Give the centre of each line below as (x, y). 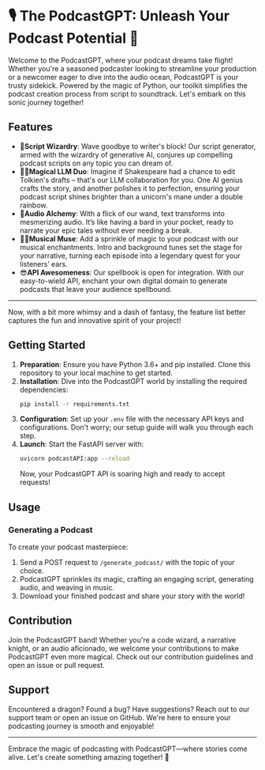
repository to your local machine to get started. (96, 373)
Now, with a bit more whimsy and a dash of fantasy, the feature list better (127, 312)
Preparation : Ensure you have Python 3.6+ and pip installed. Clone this (135, 364)
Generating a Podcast (50, 529)
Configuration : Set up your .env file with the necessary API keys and (132, 419)
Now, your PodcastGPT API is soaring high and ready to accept (122, 474)
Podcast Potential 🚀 (74, 38)
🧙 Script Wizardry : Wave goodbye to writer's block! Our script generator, (138, 146)
